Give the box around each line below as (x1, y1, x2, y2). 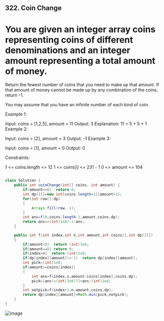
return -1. (5, 92, 24, 98)
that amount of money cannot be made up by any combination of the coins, (5, 87, 158, 93)
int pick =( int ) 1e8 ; (23, 260, 63, 265)
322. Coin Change (5, 4, 62, 12)
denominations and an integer (5, 44, 131, 56)
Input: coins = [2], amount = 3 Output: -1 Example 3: (5, 135, 111, 142)
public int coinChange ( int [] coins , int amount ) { (14, 183, 120, 188)
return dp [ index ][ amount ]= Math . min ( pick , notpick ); (23, 292, 129, 297)
